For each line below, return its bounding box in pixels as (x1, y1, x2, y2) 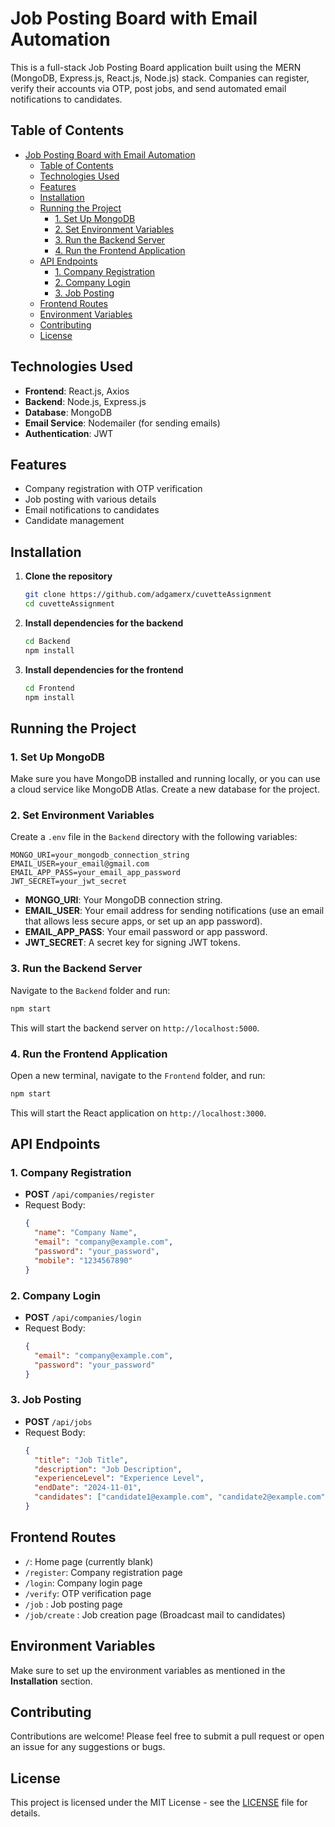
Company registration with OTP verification (24, 483, 203, 495)
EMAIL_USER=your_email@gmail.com (10, 859, 150, 869)
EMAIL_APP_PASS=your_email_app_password (10, 868, 182, 878)
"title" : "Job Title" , (34, 1455, 129, 1465)
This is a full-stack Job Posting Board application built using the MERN (10, 61, 302, 73)
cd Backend (24, 636, 71, 646)
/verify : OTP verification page (24, 1587, 152, 1599)
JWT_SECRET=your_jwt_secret (10, 877, 128, 887)
